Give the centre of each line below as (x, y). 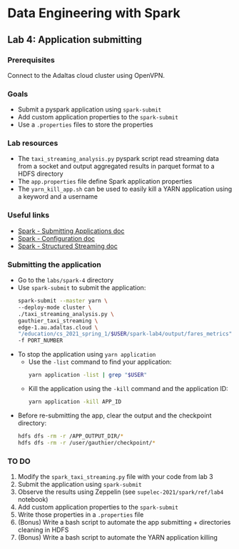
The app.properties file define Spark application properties (105, 182)
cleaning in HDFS (43, 530)
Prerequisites (31, 60)
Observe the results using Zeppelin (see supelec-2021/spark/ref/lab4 (121, 492)
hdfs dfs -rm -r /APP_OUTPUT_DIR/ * (71, 436)
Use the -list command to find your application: (100, 362)
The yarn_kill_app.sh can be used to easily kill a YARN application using (125, 189)
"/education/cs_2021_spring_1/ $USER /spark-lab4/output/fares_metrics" (125, 334)
